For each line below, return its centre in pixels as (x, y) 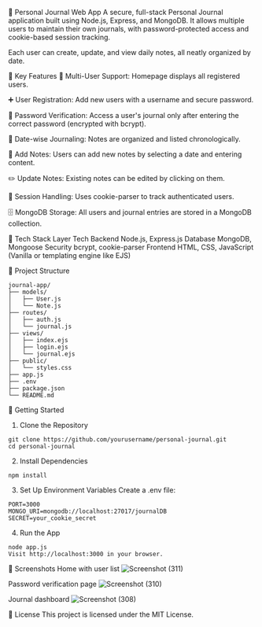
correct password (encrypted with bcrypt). (77, 124)
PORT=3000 (24, 504)
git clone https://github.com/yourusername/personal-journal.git (117, 440)
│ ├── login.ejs (38, 347)
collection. (25, 223)
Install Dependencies (54, 461)
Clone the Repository (54, 425)
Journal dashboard (39, 599)
